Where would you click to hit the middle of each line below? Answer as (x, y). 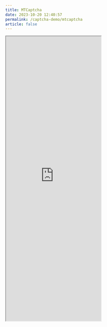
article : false (21, 24)
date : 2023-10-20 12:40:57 (34, 15)
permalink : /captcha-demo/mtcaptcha (44, 19)
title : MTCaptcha (24, 10)
